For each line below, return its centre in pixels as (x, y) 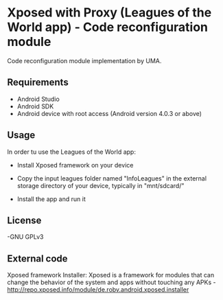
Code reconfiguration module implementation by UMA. (84, 60)
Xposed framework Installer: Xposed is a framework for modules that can (111, 275)
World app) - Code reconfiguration (107, 27)
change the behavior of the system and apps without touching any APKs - (111, 282)
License (24, 220)
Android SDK (35, 106)
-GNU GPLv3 (25, 237)
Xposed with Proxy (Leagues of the (109, 13)
